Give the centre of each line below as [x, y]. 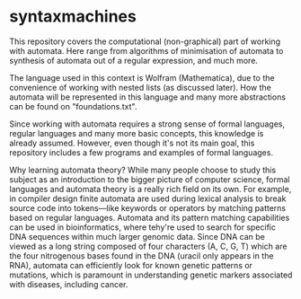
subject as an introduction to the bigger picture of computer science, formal [150, 179]
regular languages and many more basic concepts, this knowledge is [137, 133]
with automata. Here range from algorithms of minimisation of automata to [146, 50]
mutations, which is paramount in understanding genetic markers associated [151, 275]
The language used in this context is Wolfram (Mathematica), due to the [142, 77]
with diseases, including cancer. [69, 284]
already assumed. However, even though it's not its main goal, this [132, 143]
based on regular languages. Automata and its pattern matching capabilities [150, 217]
